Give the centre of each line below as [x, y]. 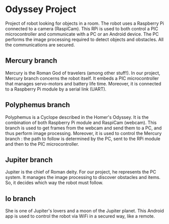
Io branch [20, 198]
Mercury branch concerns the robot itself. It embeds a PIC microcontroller [82, 78]
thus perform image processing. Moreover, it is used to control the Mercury [83, 133]
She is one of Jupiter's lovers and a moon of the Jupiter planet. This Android [84, 211]
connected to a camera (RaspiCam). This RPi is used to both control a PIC [82, 28]
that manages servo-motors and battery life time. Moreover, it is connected [83, 83]
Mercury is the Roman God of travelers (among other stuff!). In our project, [83, 73]
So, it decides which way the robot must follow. [54, 183]
